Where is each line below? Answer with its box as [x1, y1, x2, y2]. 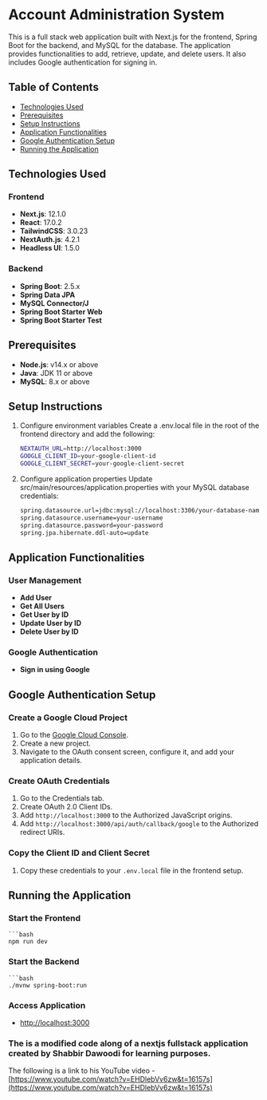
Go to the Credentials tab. [19, 793, 105, 803]
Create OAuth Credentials [8, 776, 110, 787]
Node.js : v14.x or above [19, 359, 99, 369]
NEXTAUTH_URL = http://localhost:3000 [19, 445, 142, 453]
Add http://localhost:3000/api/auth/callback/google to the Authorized [19, 819, 259, 829]
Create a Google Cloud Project [8, 712, 128, 723]
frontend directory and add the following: [19, 429, 155, 439]
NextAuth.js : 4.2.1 [19, 235, 80, 244]
